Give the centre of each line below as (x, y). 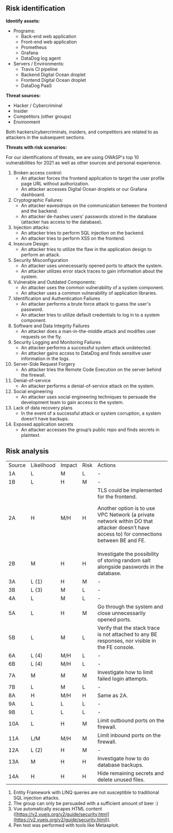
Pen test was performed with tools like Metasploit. (66, 825)
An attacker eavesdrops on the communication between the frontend (94, 205)
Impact (69, 465)
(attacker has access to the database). (62, 222)
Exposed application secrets (43, 424)
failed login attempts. (123, 679)
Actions (107, 465)
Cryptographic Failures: (38, 200)
